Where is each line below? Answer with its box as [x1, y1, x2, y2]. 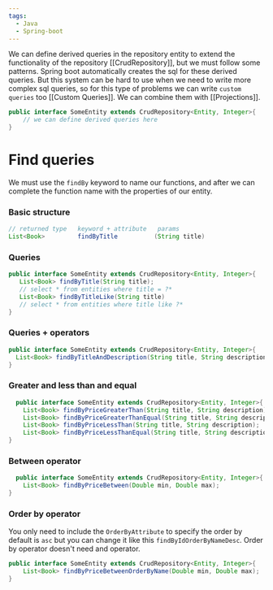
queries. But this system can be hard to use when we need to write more [8, 75, 252, 85]
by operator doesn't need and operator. [8, 544, 141, 553]
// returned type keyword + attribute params [8, 225, 180, 233]
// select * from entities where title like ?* [19, 300, 184, 309]
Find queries [8, 151, 95, 169]
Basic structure [8, 206, 71, 218]
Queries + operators [8, 327, 90, 338]
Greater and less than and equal [8, 380, 137, 391]
